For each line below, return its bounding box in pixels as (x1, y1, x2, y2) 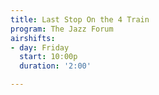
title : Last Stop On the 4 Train (10, 14, 150, 25)
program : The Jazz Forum (10, 24, 114, 34)
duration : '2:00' (19, 61, 92, 71)
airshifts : (10, 33, 56, 43)
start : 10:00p (19, 52, 78, 62)
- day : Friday (10, 42, 70, 53)
